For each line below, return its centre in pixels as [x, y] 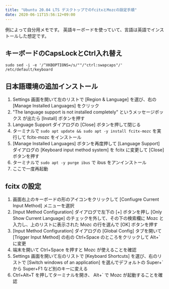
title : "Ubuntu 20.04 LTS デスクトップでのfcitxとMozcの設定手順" [71, 10]
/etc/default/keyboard [29, 70]
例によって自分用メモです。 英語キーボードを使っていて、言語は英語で [78, 30]
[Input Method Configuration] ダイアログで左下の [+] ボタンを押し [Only [87, 212]
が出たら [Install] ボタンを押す [54, 119]
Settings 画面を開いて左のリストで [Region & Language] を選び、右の [84, 99]
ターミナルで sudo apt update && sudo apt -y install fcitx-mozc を [85, 131]
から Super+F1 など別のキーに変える [50, 268]
